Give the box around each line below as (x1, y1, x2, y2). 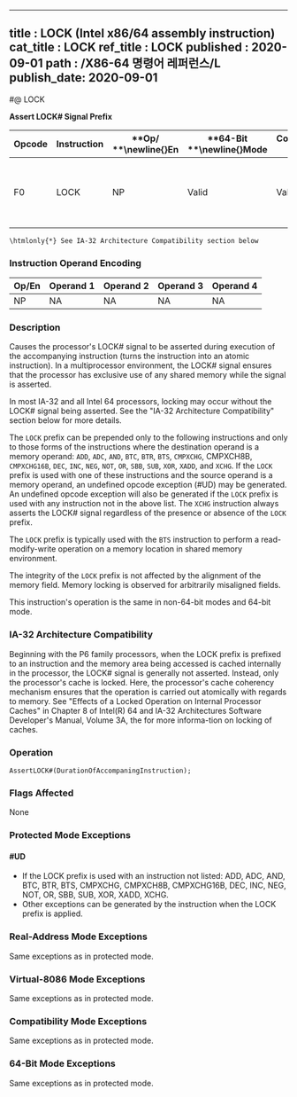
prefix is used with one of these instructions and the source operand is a (9, 470, 273, 481)
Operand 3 (157, 280, 203, 293)
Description (9, 321, 61, 333)
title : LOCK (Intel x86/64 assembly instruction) (9, 26, 276, 41)
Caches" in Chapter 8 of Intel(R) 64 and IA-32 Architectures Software (9, 705, 263, 716)
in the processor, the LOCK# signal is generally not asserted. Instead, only (9, 667, 279, 678)
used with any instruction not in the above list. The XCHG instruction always (9, 498, 279, 509)
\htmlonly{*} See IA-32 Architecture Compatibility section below (9, 236, 259, 245)
